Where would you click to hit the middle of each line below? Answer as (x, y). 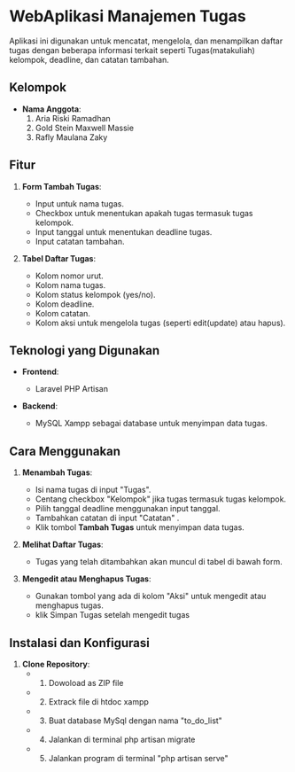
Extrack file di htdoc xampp (98, 702)
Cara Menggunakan (65, 451)
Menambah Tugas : (57, 472)
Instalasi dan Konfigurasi (80, 643)
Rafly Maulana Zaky (71, 137)
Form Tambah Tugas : (62, 186)
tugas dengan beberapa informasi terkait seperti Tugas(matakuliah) (132, 50)
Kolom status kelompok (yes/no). (96, 294)
